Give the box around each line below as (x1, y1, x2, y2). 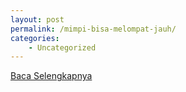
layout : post (10, 14, 65, 25)
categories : (10, 33, 60, 43)
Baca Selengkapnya (10, 70, 93, 82)
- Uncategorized (28, 42, 97, 53)
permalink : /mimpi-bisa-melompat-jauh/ (10, 24, 177, 34)
